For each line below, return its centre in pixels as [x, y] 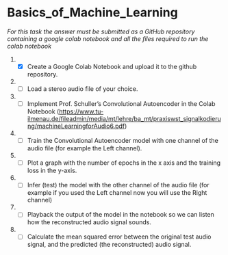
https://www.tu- [81, 111]
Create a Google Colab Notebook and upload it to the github [112, 66]
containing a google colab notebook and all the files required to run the [108, 38]
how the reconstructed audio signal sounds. [89, 222]
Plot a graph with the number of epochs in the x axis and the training [124, 163]
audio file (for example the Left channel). [85, 148]
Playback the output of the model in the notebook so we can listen [121, 215]
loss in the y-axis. [52, 171]
